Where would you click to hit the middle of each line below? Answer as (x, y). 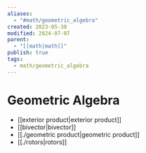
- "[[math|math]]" (41, 46)
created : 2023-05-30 (37, 27)
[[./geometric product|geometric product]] (78, 134)
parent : (19, 40)
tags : (15, 59)
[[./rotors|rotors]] (42, 142)
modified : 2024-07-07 (39, 33)
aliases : (20, 14)
